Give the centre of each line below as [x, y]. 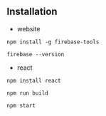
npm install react [34, 80]
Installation [32, 12]
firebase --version [36, 54]
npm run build [28, 93]
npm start [21, 105]
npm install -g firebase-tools [53, 42]
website [28, 28]
